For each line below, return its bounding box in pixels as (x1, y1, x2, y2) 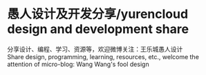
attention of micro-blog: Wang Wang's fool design (7, 60, 150, 68)
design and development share (7, 21, 189, 37)
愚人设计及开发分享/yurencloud (7, 6, 189, 22)
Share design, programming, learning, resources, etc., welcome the (7, 52, 199, 61)
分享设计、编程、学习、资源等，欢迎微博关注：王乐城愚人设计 (7, 45, 183, 53)
